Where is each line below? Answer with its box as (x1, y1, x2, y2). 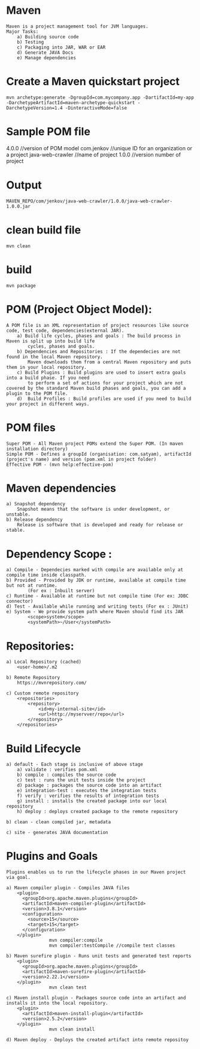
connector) (6, 598, 34, 605)
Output (6, 178, 42, 192)
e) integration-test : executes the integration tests (17, 788, 157, 794)
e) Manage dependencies (17, 54, 77, 60)
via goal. (6, 875, 31, 881)
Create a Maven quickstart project (6, 75, 180, 89)
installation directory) (6, 445, 68, 452)
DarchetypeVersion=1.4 (6, 105, 63, 111)
